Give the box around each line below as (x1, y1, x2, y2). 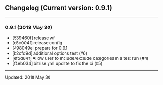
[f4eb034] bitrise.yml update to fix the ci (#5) (12, 60, 103, 67)
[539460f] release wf (12, 35, 55, 41)
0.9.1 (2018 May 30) (5, 24, 52, 30)
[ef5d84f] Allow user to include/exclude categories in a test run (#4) (12, 56, 149, 61)
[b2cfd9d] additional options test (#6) (12, 50, 88, 56)
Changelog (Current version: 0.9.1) (5, 4, 113, 12)
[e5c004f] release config (12, 40, 63, 46)
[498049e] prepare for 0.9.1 (12, 45, 68, 51)
